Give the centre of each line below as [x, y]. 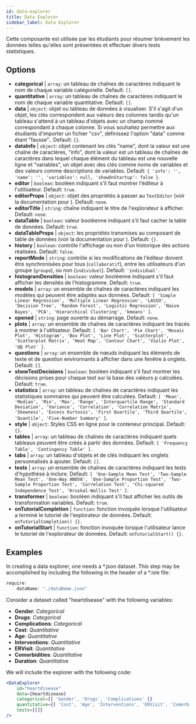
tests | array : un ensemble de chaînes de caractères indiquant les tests [100, 468]
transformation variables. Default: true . [62, 503]
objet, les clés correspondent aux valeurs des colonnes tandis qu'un [97, 115]
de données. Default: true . [46, 227]
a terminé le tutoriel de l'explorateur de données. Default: [83, 515]
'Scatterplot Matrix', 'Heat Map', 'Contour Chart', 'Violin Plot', [99, 341]
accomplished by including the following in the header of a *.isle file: [88, 573]
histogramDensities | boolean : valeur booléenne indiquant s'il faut [94, 277]
